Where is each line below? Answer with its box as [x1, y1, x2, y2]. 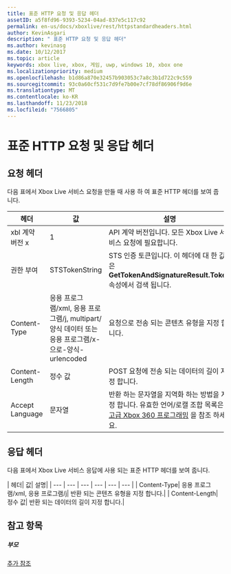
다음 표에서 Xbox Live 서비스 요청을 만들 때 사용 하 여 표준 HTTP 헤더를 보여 [7, 187, 212, 195]
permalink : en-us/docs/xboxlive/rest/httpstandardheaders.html [7, 23, 192, 30]
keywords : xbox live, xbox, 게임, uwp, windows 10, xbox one [7, 61, 184, 68]
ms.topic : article [7, 55, 60, 62]
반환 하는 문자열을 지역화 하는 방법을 [109, 389, 220, 399]
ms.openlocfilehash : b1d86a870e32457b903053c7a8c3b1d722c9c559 [7, 74, 192, 81]
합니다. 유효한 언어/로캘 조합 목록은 [116, 399, 224, 409]
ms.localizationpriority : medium [7, 68, 103, 75]
